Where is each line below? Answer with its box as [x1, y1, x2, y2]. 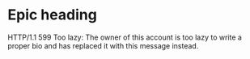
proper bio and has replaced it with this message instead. [7, 40, 199, 50]
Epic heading [7, 6, 98, 24]
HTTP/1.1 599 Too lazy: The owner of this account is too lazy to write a [7, 32, 242, 42]
